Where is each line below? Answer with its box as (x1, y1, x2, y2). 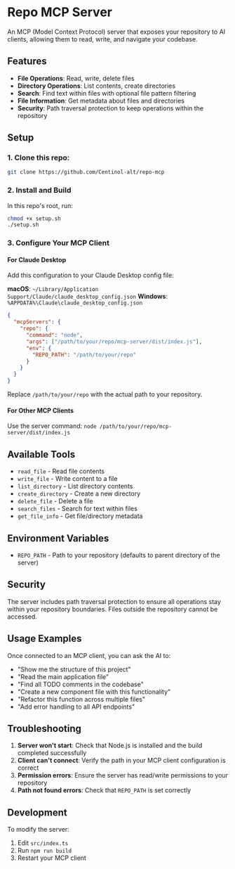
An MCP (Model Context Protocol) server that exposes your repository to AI (7, 27, 226, 36)
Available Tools (7, 448, 76, 461)
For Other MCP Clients (7, 406, 74, 415)
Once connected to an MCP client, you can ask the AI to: (7, 651, 171, 659)
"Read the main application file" (17, 672, 109, 681)
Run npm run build (17, 847, 72, 855)
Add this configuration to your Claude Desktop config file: (7, 271, 174, 280)
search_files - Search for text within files (17, 504, 138, 513)
